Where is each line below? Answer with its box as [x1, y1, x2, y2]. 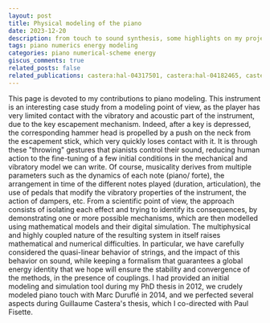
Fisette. [8, 307, 34, 317]
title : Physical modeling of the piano [8, 19, 142, 27]
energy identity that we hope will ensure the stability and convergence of [8, 264, 251, 274]
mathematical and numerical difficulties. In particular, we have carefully [8, 239, 245, 248]
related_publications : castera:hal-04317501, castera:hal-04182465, [8, 72, 243, 80]
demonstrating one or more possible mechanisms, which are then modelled [8, 213, 259, 223]
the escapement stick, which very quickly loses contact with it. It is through [8, 136, 258, 145]
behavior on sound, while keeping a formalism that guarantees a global [8, 256, 243, 265]
